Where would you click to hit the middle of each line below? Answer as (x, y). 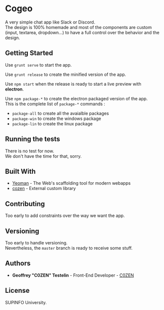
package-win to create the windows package (57, 119)
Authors (18, 263)
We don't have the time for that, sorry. (43, 156)
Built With (20, 171)
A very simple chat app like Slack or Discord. (50, 22)
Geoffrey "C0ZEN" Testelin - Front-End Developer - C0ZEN (73, 275)
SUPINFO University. (26, 302)
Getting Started (29, 53)
